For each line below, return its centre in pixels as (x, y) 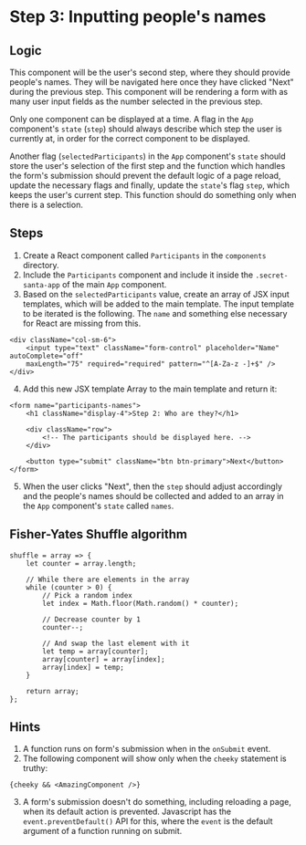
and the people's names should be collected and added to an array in (153, 496)
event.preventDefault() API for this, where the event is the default (148, 821)
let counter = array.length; (81, 563)
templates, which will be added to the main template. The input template (158, 304)
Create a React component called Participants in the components (144, 255)
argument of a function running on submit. (102, 831)
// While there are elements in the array (108, 579)
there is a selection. (47, 204)
